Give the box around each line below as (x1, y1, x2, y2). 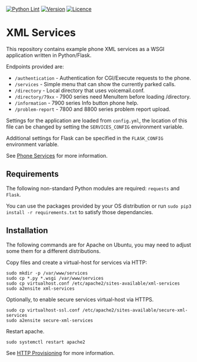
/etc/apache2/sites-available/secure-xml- (82, 307, 188, 313)
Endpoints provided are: (6, 63, 64, 70)
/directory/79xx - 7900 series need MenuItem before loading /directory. (14, 93, 191, 100)
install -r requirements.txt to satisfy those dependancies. (6, 208, 153, 215)
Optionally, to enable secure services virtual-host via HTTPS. (6, 296, 154, 303)
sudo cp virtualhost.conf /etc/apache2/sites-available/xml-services (6, 280, 181, 286)
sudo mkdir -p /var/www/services (6, 270, 88, 276)
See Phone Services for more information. (6, 152, 108, 159)
